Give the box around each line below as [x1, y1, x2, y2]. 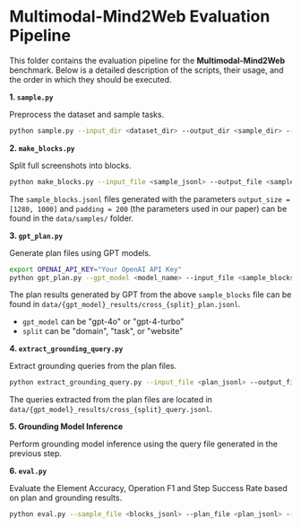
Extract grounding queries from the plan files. [9, 361, 177, 372]
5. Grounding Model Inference [9, 421, 124, 432]
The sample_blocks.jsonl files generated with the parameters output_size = [9, 193, 291, 204]
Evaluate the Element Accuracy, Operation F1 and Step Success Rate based [9, 483, 288, 494]
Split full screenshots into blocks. [9, 160, 132, 171]
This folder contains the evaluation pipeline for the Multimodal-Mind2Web [9, 55, 286, 66]
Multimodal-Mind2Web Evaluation [9, 6, 271, 27]
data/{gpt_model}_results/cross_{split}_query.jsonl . [9, 404, 212, 415]
